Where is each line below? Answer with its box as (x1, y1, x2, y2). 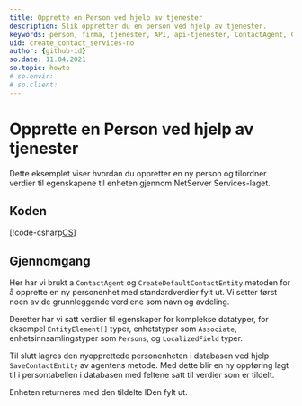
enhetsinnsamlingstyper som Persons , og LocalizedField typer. (9, 333, 243, 344)
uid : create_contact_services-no (9, 38, 135, 48)
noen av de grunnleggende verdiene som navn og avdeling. (9, 296, 230, 307)
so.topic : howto (9, 64, 70, 73)
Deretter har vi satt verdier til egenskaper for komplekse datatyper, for (9, 314, 270, 325)
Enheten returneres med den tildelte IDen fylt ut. (9, 387, 188, 398)
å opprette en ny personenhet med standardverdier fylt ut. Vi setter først (9, 287, 278, 298)
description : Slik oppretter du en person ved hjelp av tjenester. (9, 22, 268, 31)
